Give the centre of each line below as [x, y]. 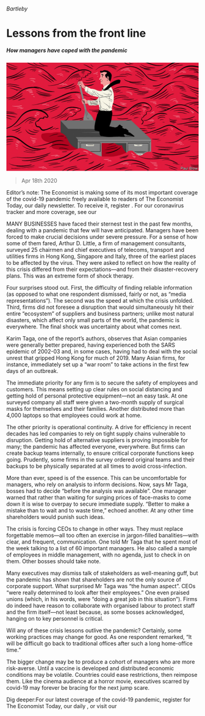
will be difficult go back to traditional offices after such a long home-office [100, 644]
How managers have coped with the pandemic [67, 50]
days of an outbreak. [32, 371]
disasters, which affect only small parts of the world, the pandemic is [93, 320]
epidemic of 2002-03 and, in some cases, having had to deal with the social [102, 352]
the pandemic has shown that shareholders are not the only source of [94, 580]
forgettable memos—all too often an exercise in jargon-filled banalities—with [103, 536]
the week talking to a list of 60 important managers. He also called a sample [102, 548]
